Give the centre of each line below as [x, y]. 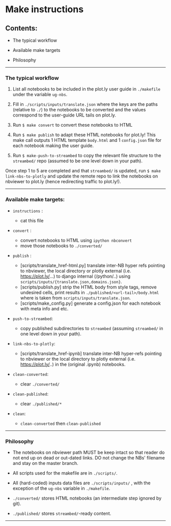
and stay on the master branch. [46, 463]
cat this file [32, 220]
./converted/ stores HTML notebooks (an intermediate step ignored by [87, 498]
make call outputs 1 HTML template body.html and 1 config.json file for [87, 140]
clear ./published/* [41, 403]
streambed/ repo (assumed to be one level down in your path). [77, 161]
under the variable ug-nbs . [40, 95]
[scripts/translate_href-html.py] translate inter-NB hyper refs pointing [93, 265]
